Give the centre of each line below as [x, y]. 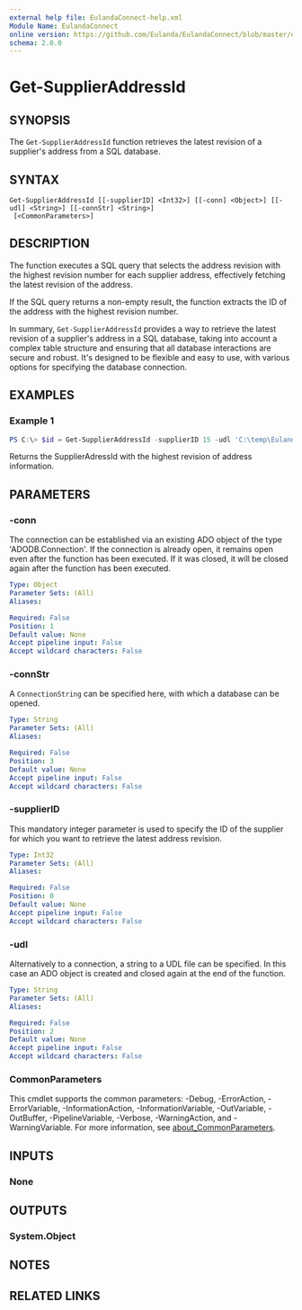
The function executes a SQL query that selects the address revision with [145, 265]
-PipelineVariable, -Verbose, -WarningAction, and [140, 1118]
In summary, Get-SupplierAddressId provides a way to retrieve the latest [143, 328]
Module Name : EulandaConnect [64, 26]
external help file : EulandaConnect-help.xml [96, 18]
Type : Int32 [31, 855]
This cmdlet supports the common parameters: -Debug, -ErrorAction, [138, 1099]
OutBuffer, [28, 1118]
